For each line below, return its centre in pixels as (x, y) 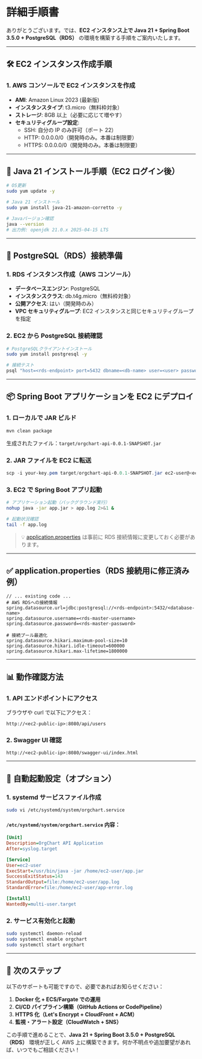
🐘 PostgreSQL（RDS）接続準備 (64, 256)
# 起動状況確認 (23, 519)
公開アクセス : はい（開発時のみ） (56, 304)
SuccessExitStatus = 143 (35, 876)
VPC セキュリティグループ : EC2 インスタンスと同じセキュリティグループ (104, 311)
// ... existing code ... (38, 596)
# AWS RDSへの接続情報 (32, 603)
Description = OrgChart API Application (55, 843)
